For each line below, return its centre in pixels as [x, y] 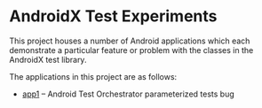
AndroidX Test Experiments [113, 16]
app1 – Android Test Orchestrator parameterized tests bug [128, 94]
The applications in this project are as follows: [93, 76]
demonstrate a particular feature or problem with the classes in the [131, 50]
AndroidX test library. [48, 59]
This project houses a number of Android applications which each [130, 41]
